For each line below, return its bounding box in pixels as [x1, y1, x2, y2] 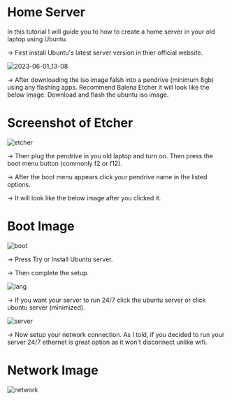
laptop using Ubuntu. [7, 34, 68, 43]
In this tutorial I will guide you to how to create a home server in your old [7, 27, 215, 36]
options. [7, 180, 31, 188]
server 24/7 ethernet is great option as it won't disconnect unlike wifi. [7, 338, 208, 346]
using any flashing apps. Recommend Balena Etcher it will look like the [7, 83, 210, 91]
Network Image [7, 362, 99, 378]
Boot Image [7, 219, 75, 235]
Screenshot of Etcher [7, 115, 133, 131]
